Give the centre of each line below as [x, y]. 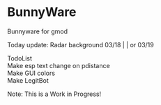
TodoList [20, 58]
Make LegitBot [28, 80]
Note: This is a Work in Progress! [54, 94]
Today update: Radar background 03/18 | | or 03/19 [81, 45]
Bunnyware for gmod [38, 31]
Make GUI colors [31, 73]
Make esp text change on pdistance [59, 65]
